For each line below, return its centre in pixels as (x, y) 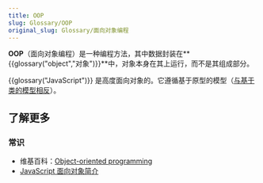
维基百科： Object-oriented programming (86, 161)
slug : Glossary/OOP (40, 23)
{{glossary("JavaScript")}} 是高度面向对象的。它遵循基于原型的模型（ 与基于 (131, 81)
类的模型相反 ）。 (34, 90)
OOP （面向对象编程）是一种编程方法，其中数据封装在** (99, 54)
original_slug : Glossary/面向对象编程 (69, 30)
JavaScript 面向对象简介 (59, 171)
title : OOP (26, 15)
